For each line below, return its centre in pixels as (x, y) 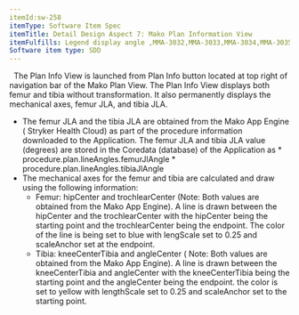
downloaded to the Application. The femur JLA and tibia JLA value (144, 141)
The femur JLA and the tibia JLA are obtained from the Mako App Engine (155, 122)
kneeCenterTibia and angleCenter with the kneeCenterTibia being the (162, 273)
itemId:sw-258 (36, 17)
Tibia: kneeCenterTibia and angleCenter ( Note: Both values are (152, 254)
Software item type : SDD (55, 51)
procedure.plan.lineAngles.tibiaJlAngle (93, 169)
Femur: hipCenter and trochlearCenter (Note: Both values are (147, 198)
